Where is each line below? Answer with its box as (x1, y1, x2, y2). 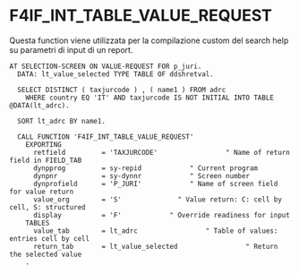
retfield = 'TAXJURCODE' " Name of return (32, 148, 291, 157)
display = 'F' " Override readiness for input (32, 210, 291, 219)
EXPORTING (25, 140, 63, 149)
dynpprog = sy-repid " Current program (32, 163, 258, 173)
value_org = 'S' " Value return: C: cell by (32, 194, 282, 204)
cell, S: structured (9, 202, 87, 211)
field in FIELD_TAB (9, 156, 82, 165)
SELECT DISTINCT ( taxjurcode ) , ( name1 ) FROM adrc (17, 85, 226, 94)
